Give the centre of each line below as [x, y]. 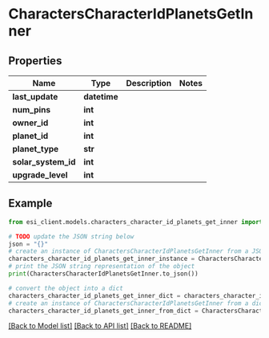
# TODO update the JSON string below [71, 236]
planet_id [30, 136]
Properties [35, 61]
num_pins [32, 110]
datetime [101, 97]
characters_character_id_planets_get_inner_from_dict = [103, 311]
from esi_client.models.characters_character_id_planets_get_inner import [136, 222]
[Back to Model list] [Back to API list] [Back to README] [100, 326]
